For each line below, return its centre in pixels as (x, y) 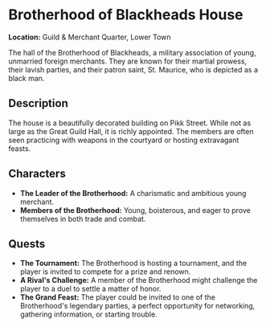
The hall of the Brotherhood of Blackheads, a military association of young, (132, 52)
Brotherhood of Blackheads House (126, 15)
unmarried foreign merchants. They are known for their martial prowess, (128, 61)
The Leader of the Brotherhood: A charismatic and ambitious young (133, 193)
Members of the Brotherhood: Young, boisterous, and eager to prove (135, 210)
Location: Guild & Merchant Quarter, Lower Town (90, 37)
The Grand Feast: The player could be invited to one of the (117, 297)
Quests (27, 244)
